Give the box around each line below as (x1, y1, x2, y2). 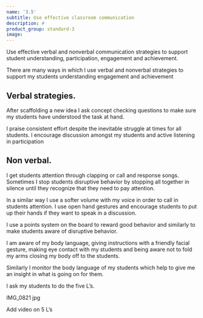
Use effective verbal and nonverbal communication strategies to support (6, 48, 188, 55)
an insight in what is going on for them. (6, 270, 104, 277)
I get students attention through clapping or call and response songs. (6, 171, 179, 179)
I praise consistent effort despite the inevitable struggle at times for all (6, 125, 182, 132)
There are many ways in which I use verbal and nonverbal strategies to (6, 66, 184, 74)
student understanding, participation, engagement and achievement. (6, 55, 178, 62)
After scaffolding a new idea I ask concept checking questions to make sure (6, 106, 196, 114)
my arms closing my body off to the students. (6, 252, 120, 259)
